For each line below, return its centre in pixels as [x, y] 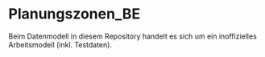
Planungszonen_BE [75, 14]
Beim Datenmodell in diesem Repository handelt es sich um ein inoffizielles [133, 36]
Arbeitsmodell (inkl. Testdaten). [60, 44]
